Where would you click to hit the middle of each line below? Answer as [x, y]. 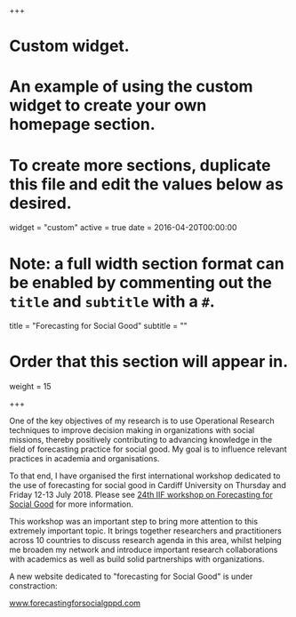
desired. [40, 203]
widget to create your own [108, 105]
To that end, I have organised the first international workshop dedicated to [145, 476]
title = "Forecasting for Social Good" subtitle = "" [99, 326]
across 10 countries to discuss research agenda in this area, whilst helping [145, 541]
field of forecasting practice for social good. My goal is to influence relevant [148, 449]
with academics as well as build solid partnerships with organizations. [137, 559]
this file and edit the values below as [147, 184]
